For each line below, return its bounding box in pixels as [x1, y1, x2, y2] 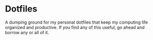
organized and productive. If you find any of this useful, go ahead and [5, 24, 145, 30]
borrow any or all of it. [5, 29, 50, 35]
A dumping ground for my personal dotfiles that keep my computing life [5, 19, 148, 25]
